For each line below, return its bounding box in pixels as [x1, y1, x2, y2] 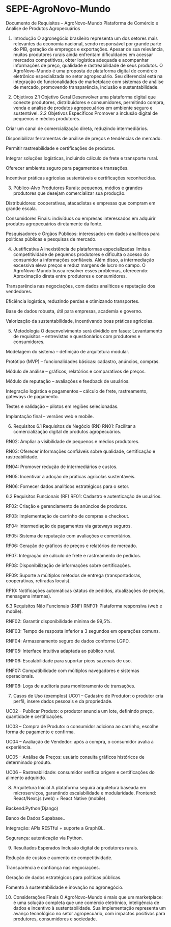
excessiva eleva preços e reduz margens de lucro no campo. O [13, 262, 146, 268]
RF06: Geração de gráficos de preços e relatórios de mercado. [6, 543, 137, 549]
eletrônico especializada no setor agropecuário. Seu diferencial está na [13, 73, 163, 79]
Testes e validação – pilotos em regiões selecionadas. [6, 403, 119, 409]
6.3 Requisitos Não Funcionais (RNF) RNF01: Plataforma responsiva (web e [6, 603, 162, 609]
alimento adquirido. [6, 775, 46, 781]
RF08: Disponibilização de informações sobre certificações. [6, 562, 131, 569]
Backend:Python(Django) [6, 805, 59, 811]
